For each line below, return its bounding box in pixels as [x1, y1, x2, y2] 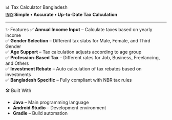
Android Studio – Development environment [12, 105, 106, 111]
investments [5, 71, 31, 78]
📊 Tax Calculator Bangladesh [5, 4, 68, 10]
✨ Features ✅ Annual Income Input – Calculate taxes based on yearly [5, 27, 153, 32]
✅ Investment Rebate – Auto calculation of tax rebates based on [5, 66, 142, 71]
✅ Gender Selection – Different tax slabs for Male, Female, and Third [5, 38, 151, 43]
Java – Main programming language [12, 99, 89, 105]
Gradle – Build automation [12, 110, 68, 116]
